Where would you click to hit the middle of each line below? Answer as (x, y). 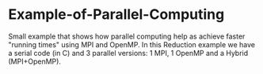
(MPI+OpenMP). (35, 61)
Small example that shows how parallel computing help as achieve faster (127, 36)
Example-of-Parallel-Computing (116, 15)
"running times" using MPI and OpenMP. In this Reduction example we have (132, 44)
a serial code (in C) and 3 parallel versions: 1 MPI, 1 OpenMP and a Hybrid (128, 53)
